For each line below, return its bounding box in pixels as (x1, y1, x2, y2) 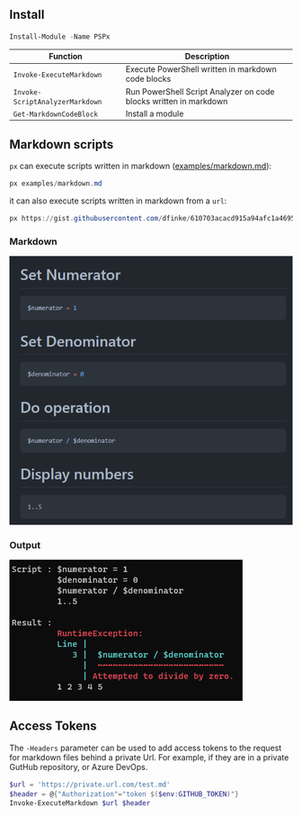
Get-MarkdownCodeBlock (13, 110, 99, 119)
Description (184, 51, 230, 62)
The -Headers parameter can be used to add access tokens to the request (9, 742, 282, 753)
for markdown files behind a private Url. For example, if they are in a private (9, 751, 289, 763)
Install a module (125, 108, 184, 119)
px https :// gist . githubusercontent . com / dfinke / (9, 214, 191, 223)
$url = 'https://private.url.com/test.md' (9, 780, 171, 789)
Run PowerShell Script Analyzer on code (125, 85, 275, 97)
